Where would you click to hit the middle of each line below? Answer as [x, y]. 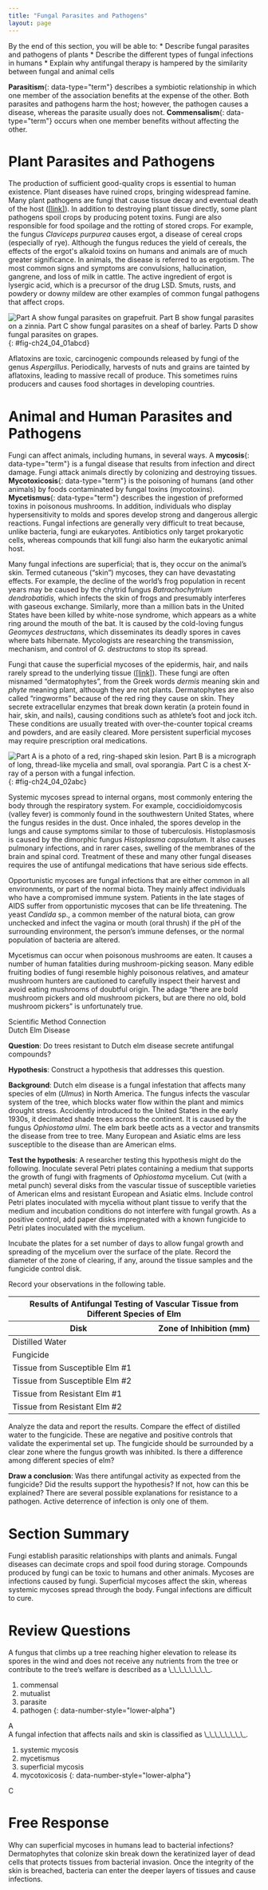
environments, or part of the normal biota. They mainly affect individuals [127, 889]
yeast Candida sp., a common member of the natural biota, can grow [122, 914]
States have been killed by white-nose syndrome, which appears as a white [132, 615]
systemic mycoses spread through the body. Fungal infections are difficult [130, 1590]
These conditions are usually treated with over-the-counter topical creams [130, 724]
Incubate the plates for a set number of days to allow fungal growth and [126, 1243]
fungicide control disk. [45, 1269]
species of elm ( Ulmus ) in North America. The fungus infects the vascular [129, 1094]
